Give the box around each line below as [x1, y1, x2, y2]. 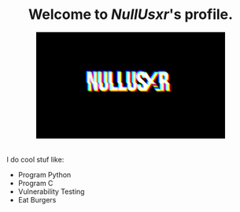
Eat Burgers [17, 195, 57, 204]
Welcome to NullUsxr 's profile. [28, 6, 233, 24]
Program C [17, 178, 54, 188]
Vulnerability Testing [17, 187, 85, 196]
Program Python [17, 169, 72, 179]
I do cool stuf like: [6, 154, 65, 164]
